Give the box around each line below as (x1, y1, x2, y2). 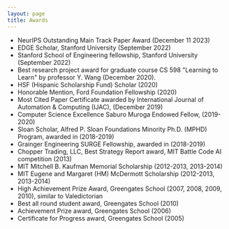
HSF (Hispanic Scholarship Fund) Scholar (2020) (17, 80, 158, 89)
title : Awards (7, 17, 49, 24)
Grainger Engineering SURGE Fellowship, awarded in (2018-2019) (17, 140, 206, 148)
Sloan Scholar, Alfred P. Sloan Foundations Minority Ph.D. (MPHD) (17, 125, 207, 133)
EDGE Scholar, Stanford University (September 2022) (17, 43, 171, 52)
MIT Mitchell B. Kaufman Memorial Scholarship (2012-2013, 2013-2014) (17, 162, 223, 170)
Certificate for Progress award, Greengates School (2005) (17, 214, 185, 222)
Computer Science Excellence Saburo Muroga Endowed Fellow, (17, 110, 200, 119)
